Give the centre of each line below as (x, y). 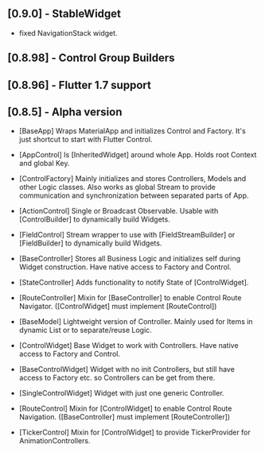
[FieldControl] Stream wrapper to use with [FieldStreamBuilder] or (127, 235)
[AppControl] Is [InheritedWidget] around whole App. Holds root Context (138, 155)
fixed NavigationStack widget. (68, 33)
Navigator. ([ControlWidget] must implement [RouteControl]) (118, 307)
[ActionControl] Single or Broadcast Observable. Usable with (119, 211)
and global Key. (44, 164)
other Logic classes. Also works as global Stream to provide (117, 187)
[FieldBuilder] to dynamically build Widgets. (90, 243)
